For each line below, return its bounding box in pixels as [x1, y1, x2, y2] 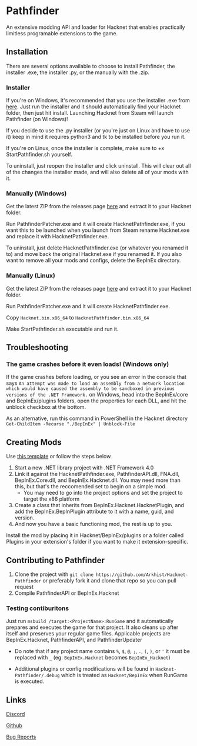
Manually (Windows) [6, 189, 67, 198]
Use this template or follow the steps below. [6, 453, 112, 460]
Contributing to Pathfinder [6, 555, 105, 565]
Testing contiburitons [6, 604, 69, 612]
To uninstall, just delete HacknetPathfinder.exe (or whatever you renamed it [6, 244, 189, 251]
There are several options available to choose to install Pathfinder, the [6, 62, 175, 69]
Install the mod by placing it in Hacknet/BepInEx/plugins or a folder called [6, 532, 184, 539]
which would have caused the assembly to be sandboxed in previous [6, 386, 175, 392]
